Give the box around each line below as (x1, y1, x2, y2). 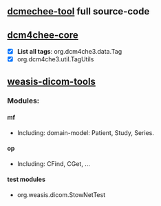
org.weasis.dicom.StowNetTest (17, 191, 105, 199)
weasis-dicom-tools (7, 75, 96, 87)
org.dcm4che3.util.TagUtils (17, 55, 94, 63)
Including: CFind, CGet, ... (17, 159, 91, 167)
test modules (7, 175, 46, 184)
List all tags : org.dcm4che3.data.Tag (17, 48, 122, 55)
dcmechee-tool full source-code (7, 6, 150, 17)
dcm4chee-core (7, 29, 79, 41)
